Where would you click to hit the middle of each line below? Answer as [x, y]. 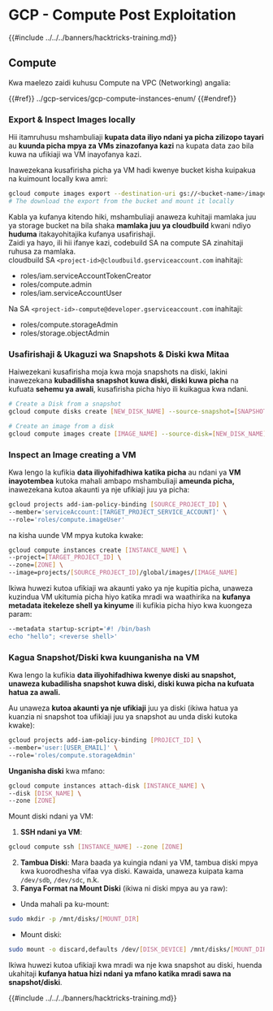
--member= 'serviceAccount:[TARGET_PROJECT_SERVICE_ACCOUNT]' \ [118, 512]
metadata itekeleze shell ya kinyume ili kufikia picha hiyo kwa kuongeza [130, 605]
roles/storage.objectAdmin [65, 333]
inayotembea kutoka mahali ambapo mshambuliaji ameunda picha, [122, 480]
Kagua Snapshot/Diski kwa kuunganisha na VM [104, 657]
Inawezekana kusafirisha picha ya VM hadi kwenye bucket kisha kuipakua [132, 170]
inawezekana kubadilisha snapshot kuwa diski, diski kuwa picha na [123, 380]
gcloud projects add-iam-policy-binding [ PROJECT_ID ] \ [105, 740]
